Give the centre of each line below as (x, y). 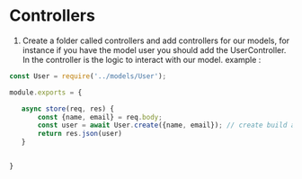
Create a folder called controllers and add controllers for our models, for (156, 40)
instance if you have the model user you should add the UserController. (154, 49)
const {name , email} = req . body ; (100, 117)
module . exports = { (46, 92)
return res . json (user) (80, 134)
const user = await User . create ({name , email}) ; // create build (162, 125)
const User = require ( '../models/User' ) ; (88, 76)
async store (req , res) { (68, 109)
